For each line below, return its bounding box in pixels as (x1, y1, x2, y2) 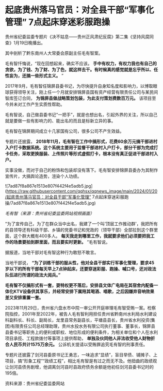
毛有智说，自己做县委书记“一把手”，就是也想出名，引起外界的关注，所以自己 (5, 112, 158, 117)
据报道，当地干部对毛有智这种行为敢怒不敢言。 (5, 249, 98, 255)
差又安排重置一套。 (5, 294, 44, 300)
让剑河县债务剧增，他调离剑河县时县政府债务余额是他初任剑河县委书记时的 (5, 364, 154, 370)
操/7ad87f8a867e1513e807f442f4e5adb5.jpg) (5, 200, 96, 206)
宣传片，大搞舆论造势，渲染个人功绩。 (5, 173, 81, 179)
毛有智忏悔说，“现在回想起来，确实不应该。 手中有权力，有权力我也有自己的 (5, 60, 157, 66)
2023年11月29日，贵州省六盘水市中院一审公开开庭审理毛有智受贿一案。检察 (5, 305, 156, 311)
